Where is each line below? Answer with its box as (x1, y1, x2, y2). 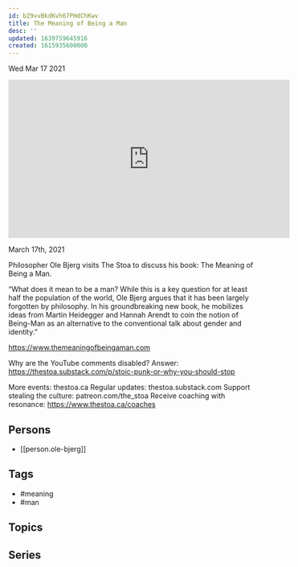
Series (8, 548, 42, 561)
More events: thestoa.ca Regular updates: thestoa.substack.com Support (8, 383, 251, 392)
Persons (8, 423, 51, 437)
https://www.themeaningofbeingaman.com (8, 343, 151, 352)
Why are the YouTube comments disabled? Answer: (8, 359, 179, 368)
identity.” (8, 327, 38, 337)
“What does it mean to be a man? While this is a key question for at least (8, 285, 247, 294)
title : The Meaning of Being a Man (8, 19, 128, 27)
